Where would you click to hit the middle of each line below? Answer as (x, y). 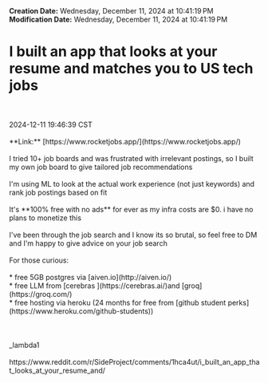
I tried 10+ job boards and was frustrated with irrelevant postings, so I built (131, 158)
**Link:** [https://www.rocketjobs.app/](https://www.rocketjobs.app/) (125, 141)
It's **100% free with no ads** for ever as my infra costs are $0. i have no (131, 209)
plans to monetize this (45, 218)
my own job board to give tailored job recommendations (101, 167)
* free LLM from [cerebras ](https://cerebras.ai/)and (95, 286)
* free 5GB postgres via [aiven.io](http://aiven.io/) (91, 277)
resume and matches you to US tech (131, 69)
